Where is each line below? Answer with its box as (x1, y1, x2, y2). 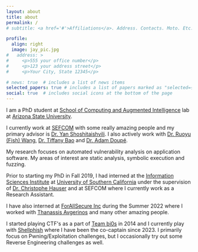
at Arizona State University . (6, 113, 72, 120)
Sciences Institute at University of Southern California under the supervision (6, 178, 191, 185)
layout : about (6, 8, 41, 15)
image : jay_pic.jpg (11, 47, 60, 53)
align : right (11, 41, 44, 47)
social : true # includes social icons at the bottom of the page (6, 90, 173, 96)
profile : (6, 36, 28, 42)
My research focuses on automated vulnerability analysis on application (6, 148, 181, 155)
